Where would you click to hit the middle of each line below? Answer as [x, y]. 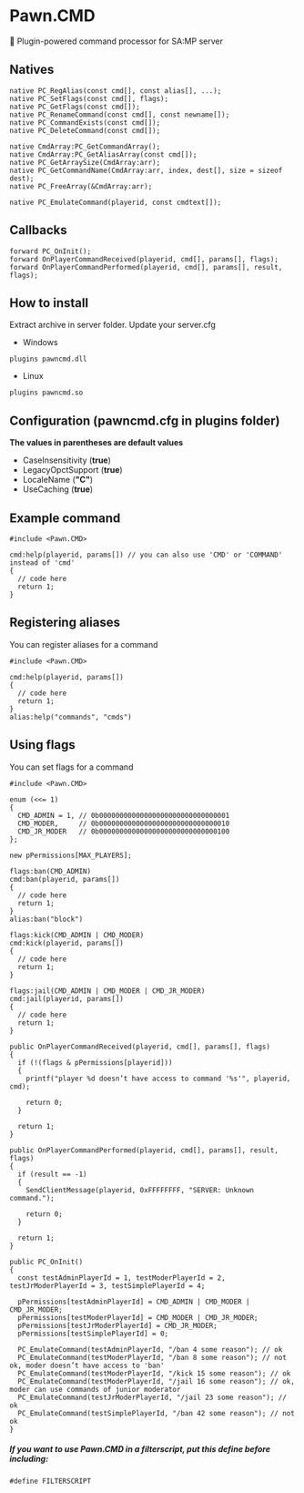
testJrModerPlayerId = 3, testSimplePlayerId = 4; [107, 1285]
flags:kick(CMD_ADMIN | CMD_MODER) [77, 935]
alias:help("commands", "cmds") [71, 717]
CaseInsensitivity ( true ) [67, 460]
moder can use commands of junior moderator [95, 1389]
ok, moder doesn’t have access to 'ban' [87, 1365]
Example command [65, 518]
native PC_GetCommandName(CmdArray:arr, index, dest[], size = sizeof [146, 170]
